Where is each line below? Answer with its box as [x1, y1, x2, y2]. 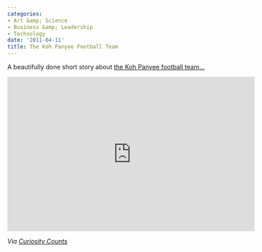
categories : [7, 10, 42, 18]
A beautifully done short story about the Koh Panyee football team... [7, 63, 205, 71]
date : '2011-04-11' [7, 37, 65, 44]
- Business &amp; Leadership [7, 23, 93, 30]
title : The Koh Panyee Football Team [7, 43, 119, 50]
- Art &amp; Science [7, 17, 69, 24]
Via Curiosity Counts [7, 237, 68, 245]
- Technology [7, 30, 46, 38]
